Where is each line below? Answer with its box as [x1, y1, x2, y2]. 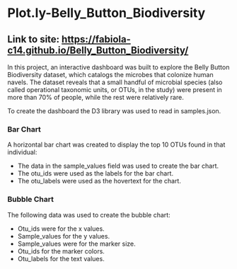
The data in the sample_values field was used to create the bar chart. [17, 161, 219, 171]
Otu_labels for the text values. [17, 254, 105, 263]
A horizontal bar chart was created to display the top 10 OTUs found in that [7, 140, 226, 149]
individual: [7, 148, 37, 156]
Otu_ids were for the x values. [17, 224, 105, 233]
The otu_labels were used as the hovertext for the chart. [17, 177, 182, 185]
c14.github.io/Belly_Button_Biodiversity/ [7, 44, 189, 56]
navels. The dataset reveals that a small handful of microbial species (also [7, 78, 223, 86]
